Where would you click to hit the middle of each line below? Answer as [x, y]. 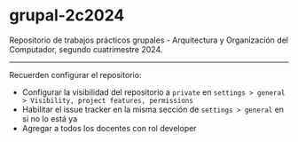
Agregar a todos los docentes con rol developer [109, 128]
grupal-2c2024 [67, 16]
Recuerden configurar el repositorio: [75, 75]
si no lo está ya [50, 118]
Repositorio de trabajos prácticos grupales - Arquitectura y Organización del [149, 40]
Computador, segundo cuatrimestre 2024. [86, 49]
